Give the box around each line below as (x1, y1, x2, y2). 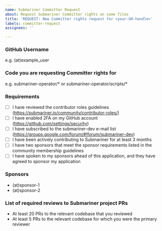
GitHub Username (5, 46, 49, 53)
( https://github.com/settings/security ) (12, 121, 89, 127)
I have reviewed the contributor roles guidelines (12, 104, 109, 110)
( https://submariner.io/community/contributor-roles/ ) (12, 110, 120, 116)
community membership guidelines (12, 148, 84, 154)
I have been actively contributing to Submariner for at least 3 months (12, 136, 152, 143)
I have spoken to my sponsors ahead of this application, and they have (12, 153, 156, 159)
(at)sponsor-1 (12, 182, 40, 188)
